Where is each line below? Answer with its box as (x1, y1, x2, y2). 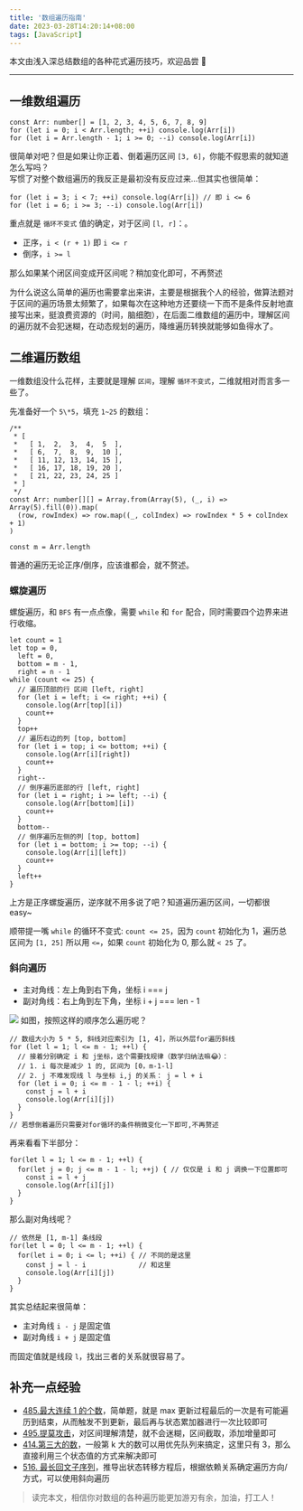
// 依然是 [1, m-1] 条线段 (9, 1233, 103, 1243)
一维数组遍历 (9, 93, 81, 108)
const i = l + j (25, 1172, 87, 1182)
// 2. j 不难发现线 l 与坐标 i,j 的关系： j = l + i (17, 1071, 204, 1080)
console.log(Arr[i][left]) (25, 849, 127, 858)
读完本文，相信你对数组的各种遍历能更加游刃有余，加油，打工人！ (31, 1492, 277, 1503)
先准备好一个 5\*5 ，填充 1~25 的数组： (9, 406, 151, 417)
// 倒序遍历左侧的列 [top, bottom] (17, 832, 141, 841)
